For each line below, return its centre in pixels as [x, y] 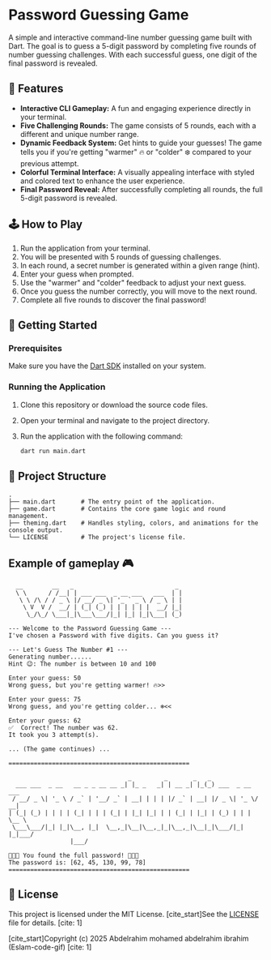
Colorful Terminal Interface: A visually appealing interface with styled [137, 172]
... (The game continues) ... [59, 749]
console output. [36, 530]
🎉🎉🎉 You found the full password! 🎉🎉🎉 [74, 856]
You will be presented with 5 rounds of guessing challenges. [121, 256]
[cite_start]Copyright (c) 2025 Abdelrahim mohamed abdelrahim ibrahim [129, 938]
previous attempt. [49, 163]
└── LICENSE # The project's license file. [97, 538]
